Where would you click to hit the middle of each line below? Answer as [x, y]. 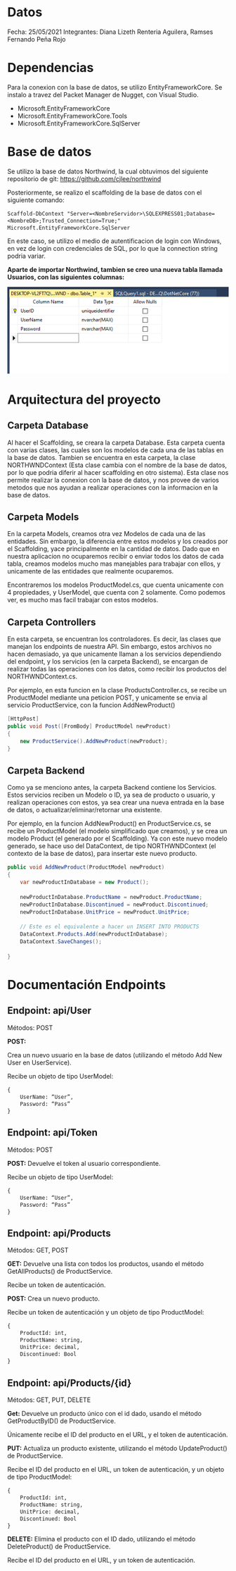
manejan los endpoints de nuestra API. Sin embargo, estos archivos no [110, 647]
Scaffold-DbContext [36, 213]
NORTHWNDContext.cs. [42, 676]
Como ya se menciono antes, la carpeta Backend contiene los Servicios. [112, 788]
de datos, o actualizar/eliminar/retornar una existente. [85, 810]
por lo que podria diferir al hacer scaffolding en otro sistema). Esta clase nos [118, 472]
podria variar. [26, 256]
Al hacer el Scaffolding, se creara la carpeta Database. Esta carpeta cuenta [116, 442]
